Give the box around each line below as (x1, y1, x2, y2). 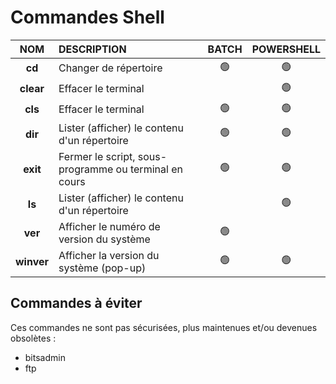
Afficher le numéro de (58, 219, 161, 233)
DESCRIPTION (58, 42, 127, 56)
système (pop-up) (58, 261, 147, 275)
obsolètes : (10, 332, 57, 344)
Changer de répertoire (58, 61, 163, 75)
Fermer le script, (58, 149, 136, 163)
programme (58, 162, 114, 176)
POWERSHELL (251, 42, 321, 56)
